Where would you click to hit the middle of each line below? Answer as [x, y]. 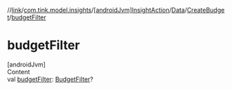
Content [19, 71]
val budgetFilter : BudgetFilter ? [50, 79]
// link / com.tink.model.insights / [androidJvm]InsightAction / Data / [97, 10]
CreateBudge [206, 10]
